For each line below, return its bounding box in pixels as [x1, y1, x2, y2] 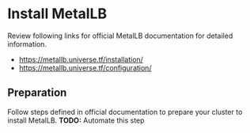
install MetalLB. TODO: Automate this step [7, 116, 145, 125]
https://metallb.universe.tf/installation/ [18, 55, 144, 64]
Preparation [7, 86, 67, 100]
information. [7, 39, 47, 48]
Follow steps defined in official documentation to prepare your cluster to [7, 107, 243, 116]
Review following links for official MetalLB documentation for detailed [7, 31, 233, 40]
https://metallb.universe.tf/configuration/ [18, 63, 152, 72]
